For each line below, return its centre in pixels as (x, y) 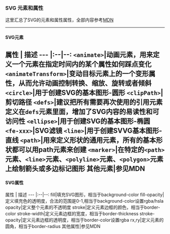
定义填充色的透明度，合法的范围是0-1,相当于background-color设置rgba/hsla (84, 201)
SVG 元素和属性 (25, 8)
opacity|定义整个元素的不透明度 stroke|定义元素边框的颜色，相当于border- (83, 207)
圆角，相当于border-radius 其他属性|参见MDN (53, 226)
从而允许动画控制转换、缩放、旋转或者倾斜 (85, 83)
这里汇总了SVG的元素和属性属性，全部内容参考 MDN (59, 20)
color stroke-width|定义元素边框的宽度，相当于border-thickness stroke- (80, 214)
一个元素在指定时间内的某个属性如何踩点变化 (82, 64)
